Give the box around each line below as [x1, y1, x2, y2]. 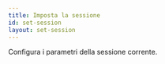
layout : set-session [8, 26, 77, 34]
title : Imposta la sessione [8, 11, 101, 20]
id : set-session [8, 19, 62, 27]
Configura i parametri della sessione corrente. [8, 48, 158, 57]
